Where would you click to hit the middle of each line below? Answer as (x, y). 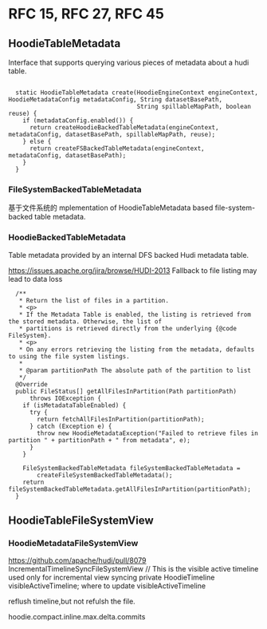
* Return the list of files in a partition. (94, 300)
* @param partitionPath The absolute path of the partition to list (135, 370)
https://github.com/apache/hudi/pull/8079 (77, 560)
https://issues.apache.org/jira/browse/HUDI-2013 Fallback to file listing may (133, 270)
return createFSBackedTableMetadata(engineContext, (117, 148)
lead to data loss (35, 279)
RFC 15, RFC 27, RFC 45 (86, 14)
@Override (31, 384)
